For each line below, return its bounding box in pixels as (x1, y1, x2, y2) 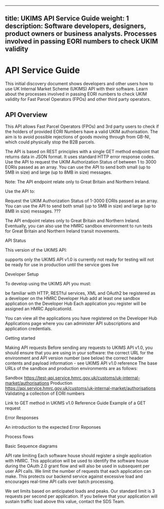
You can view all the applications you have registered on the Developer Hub (5, 315, 158, 321)
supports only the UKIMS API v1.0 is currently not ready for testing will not (5, 256, 154, 262)
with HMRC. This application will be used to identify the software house (5, 458, 149, 464)
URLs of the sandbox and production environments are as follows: (5, 366, 138, 371)
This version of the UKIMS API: (5, 247, 67, 253)
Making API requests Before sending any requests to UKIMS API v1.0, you (5, 345, 153, 350)
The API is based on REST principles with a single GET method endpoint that (5, 149, 159, 155)
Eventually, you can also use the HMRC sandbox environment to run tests (5, 223, 153, 229)
